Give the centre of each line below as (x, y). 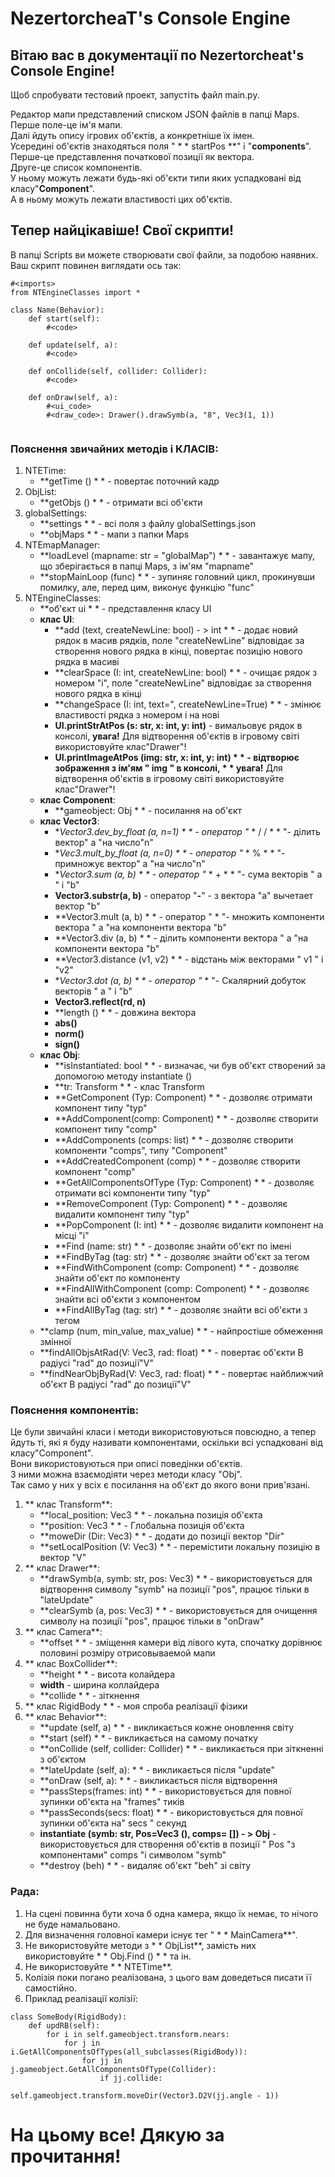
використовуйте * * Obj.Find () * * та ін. (108, 1956)
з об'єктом (63, 1759)
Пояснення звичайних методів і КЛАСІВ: (114, 449)
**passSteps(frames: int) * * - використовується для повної (165, 1791)
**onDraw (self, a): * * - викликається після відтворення (158, 1781)
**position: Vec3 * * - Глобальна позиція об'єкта (142, 1526)
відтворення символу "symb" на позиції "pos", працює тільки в (174, 1589)
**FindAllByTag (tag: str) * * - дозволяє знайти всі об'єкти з (181, 1310)
